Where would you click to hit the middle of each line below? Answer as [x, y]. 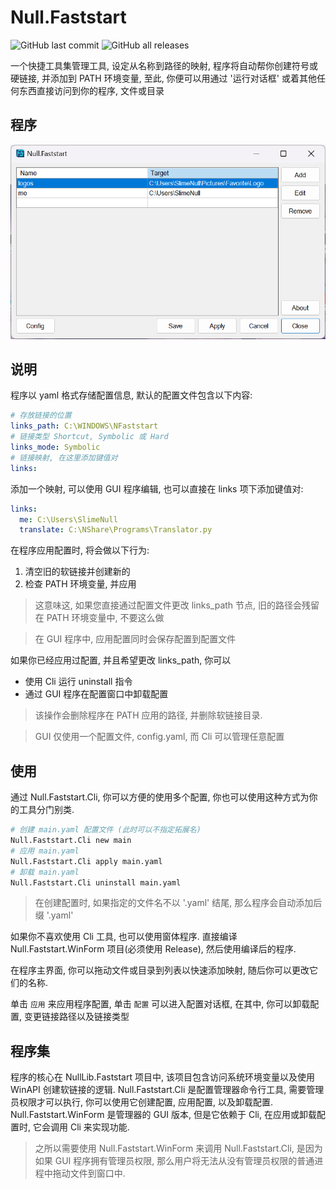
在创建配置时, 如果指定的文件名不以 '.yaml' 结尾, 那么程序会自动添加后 [178, 903]
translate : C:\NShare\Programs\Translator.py [116, 530]
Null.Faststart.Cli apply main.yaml [86, 861]
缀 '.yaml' [54, 915]
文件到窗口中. [97, 1173]
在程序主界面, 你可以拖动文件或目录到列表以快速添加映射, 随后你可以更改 [160, 970]
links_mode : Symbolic [55, 447]
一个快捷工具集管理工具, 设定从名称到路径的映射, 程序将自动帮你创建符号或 [164, 65]
